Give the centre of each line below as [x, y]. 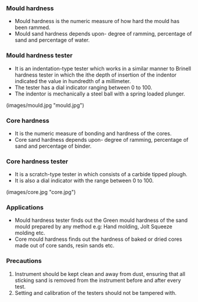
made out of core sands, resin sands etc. [64, 246]
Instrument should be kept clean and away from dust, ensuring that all [100, 274]
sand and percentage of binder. [53, 146]
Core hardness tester [37, 161]
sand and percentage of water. [52, 40]
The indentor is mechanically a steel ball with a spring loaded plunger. [100, 94]
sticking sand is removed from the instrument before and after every [98, 280]
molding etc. [30, 233]
